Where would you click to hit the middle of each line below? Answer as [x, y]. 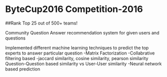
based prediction [23, 69]
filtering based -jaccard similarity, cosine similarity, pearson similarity [77, 58]
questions [16, 38]
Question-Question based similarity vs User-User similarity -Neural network [83, 63]
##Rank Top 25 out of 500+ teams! [41, 23]
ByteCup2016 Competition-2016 [74, 9]
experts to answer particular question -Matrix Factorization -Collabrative [80, 53]
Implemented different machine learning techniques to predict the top [77, 47]
